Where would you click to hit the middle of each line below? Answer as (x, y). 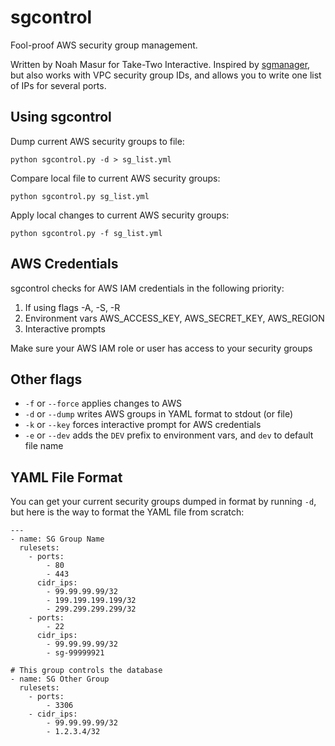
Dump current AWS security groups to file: (97, 141)
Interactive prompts (65, 328)
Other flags (46, 379)
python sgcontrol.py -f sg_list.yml (86, 233)
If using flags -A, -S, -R (72, 307)
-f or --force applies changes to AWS (103, 403)
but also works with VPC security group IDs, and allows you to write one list (166, 75)
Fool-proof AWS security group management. (104, 45)
